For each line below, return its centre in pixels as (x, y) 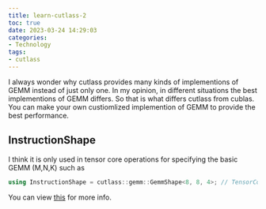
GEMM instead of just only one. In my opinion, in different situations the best (133, 90)
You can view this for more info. (60, 197)
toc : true (25, 23)
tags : (17, 52)
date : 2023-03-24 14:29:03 (53, 30)
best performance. (39, 115)
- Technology (30, 45)
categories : (28, 37)
